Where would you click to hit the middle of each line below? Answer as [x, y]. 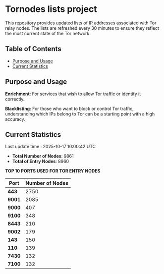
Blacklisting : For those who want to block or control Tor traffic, [69, 109]
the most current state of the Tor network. [48, 33]
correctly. [15, 99]
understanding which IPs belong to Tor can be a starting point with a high [80, 114]
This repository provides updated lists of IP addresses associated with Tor [81, 23]
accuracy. [15, 119]
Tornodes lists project [51, 9]
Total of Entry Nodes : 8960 [41, 162]
